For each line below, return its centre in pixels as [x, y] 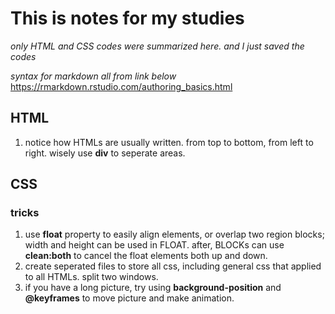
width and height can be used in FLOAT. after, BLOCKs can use [154, 245]
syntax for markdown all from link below [93, 76]
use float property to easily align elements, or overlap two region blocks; [174, 234]
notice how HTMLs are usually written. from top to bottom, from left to [169, 142]
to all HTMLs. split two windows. [91, 277]
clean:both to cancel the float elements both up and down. [146, 256]
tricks [25, 213]
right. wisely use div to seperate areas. [105, 153]
